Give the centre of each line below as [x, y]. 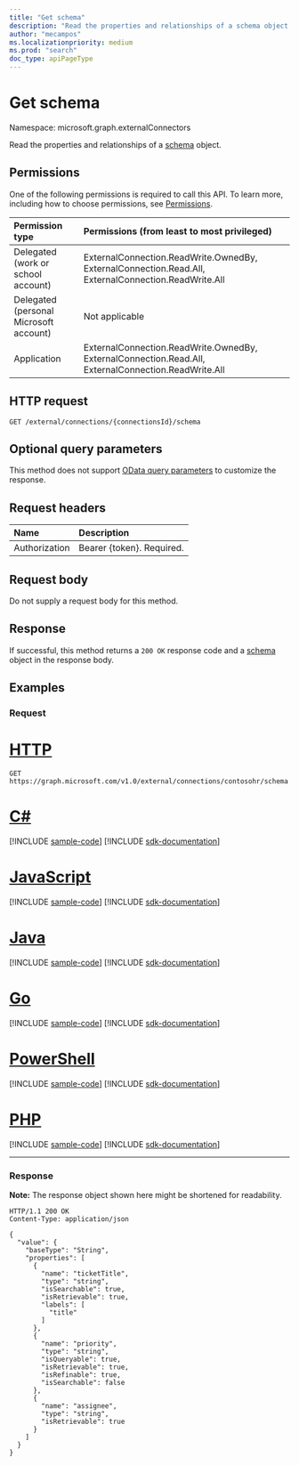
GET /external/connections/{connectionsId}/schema [105, 422]
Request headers [58, 508]
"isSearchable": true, [83, 1289]
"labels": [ [64, 1305]
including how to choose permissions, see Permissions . [111, 203]
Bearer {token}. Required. [131, 548]
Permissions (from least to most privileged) [178, 231]
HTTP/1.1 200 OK [39, 1211]
